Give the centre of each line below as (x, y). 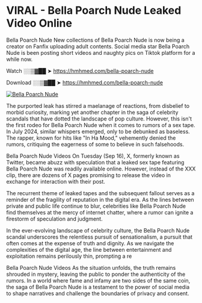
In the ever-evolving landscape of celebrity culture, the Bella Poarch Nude (98, 230)
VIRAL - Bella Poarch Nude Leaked (94, 11)
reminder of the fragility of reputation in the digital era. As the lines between (100, 199)
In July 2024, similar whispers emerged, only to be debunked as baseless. (98, 131)
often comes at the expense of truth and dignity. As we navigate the (90, 243)
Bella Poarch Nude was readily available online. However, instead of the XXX (101, 169)
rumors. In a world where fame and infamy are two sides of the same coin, (98, 280)
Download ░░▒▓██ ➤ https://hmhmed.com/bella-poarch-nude (85, 83)
